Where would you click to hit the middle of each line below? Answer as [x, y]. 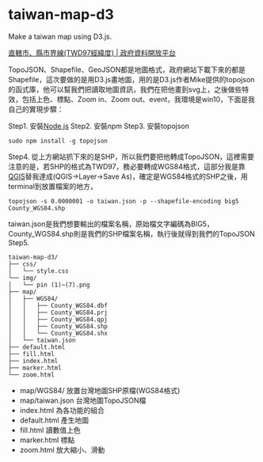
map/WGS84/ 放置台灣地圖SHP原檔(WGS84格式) [100, 390]
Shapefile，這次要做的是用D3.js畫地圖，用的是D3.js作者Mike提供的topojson [131, 79]
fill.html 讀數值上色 [50, 430]
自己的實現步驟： [36, 109]
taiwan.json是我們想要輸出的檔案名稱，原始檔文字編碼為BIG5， [111, 224]
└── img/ [23, 278]
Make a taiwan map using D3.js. [60, 36]
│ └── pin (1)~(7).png [49, 285]
